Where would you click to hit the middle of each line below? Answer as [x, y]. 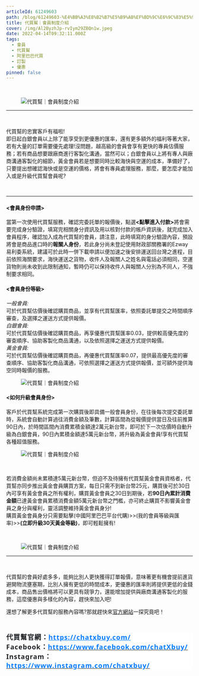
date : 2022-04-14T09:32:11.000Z [46, 34]
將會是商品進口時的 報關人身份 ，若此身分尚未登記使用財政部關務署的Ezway [97, 244]
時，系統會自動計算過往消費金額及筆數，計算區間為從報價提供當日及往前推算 [99, 419]
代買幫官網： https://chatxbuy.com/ [69, 637]
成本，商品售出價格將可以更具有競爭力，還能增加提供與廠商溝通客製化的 [94, 592]
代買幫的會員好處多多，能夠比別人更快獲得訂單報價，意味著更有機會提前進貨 [99, 577]
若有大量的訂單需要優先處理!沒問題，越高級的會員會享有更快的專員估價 [93, 146]
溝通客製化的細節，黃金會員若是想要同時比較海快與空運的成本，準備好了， [102, 161]
